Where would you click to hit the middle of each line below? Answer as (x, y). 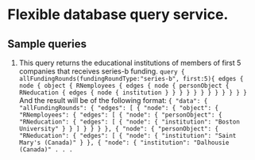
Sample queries (47, 44)
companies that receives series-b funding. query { (102, 71)
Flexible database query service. (118, 15)
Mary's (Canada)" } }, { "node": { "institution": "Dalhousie (124, 143)
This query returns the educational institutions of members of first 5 (130, 63)
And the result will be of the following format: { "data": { (113, 100)
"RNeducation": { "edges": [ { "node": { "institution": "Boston (129, 122)
